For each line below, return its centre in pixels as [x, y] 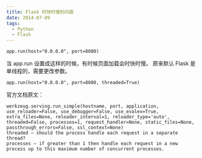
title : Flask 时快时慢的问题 [40, 12]
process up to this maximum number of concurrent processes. [85, 149]
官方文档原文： [25, 95]
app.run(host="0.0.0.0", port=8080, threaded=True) [73, 83]
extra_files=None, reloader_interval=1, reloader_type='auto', [88, 117]
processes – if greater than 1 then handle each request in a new [92, 144]
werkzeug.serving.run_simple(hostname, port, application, [83, 106]
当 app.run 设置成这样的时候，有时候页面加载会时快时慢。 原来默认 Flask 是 [101, 63]
